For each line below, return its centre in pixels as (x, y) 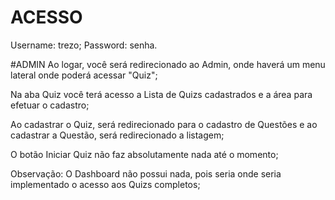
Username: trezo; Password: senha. (84, 45)
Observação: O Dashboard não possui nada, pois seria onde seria (146, 173)
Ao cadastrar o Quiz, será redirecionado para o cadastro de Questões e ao (164, 124)
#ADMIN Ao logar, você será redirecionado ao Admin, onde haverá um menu (168, 64)
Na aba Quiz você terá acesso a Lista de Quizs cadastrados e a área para (161, 94)
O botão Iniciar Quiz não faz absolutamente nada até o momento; (144, 154)
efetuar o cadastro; (50, 105)
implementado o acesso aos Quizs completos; (105, 184)
